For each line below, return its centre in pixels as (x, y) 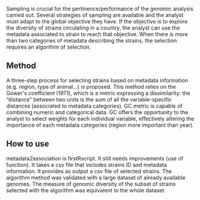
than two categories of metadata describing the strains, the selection (92, 41)
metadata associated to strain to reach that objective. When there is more (97, 34)
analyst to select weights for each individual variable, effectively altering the (100, 118)
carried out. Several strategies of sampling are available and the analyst (95, 15)
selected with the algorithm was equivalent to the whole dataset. (86, 190)
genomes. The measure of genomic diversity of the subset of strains (91, 184)
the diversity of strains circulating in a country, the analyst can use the (93, 28)
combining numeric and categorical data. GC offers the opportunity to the (97, 112)
